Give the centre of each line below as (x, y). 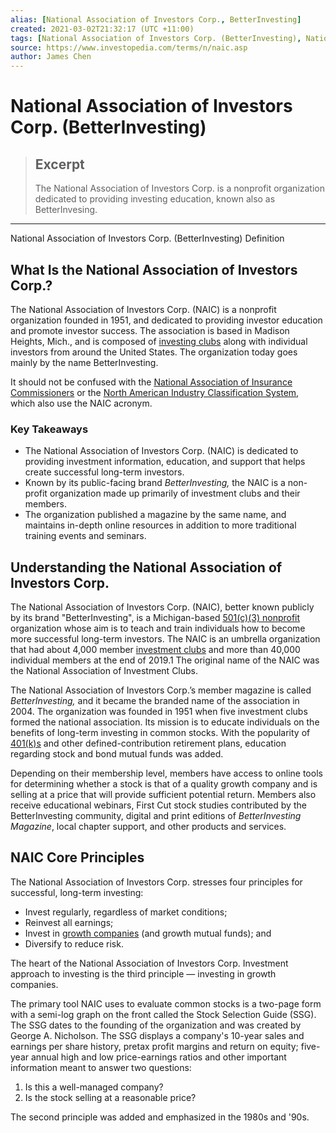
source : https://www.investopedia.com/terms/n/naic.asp (129, 47)
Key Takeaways (49, 429)
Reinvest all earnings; (69, 922)
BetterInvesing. (66, 210)
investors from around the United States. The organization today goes (154, 352)
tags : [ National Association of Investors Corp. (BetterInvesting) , (156, 38)
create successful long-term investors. (104, 472)
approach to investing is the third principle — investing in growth (143, 973)
